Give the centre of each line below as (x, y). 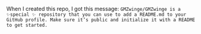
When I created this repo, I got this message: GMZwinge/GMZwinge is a (94, 9)
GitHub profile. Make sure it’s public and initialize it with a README (101, 20)
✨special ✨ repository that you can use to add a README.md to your (96, 15)
